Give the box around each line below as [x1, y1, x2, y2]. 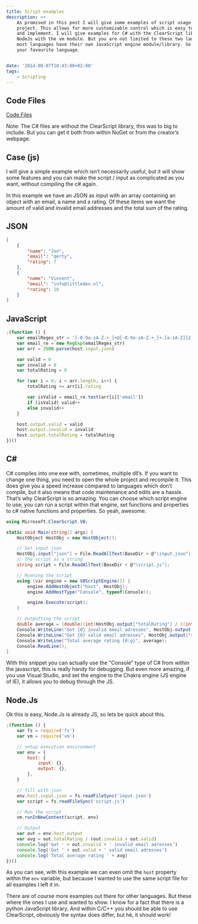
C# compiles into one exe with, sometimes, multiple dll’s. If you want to [6, 469, 179, 476]
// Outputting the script [16, 616, 81, 622]
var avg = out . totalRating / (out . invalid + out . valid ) [16, 836, 157, 842]
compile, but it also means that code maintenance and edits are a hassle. [6, 488, 183, 495]
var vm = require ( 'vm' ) [16, 733, 75, 739]
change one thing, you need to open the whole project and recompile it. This [6, 476, 192, 483]
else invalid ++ [27, 405, 65, 411]
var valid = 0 [16, 356, 51, 363]
